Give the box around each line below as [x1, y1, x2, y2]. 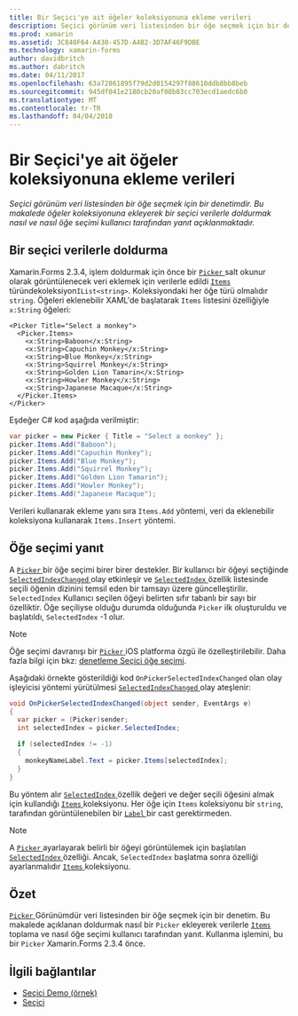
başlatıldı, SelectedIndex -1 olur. [9, 611, 126, 622]
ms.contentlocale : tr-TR [9, 104, 101, 113]
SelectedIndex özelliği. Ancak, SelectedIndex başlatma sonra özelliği [9, 851, 259, 862]
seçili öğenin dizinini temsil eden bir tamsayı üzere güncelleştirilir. [9, 583, 248, 594]
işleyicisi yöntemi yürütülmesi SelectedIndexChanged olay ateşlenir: [9, 681, 251, 692]
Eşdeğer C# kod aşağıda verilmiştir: [9, 414, 139, 425]
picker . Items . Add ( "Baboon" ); [9, 440, 117, 449]
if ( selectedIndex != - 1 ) [17, 740, 114, 749]
